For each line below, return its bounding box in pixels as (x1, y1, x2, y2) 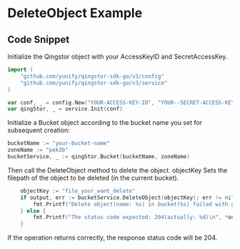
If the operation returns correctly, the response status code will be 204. (7, 233, 218, 242)
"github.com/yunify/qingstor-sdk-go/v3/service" (20, 79, 168, 86)
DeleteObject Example (7, 5, 143, 21)
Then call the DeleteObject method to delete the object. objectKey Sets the (7, 166, 228, 174)
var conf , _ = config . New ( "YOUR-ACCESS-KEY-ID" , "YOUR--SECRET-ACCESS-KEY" (7, 98, 238, 106)
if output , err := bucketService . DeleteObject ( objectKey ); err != (20, 194, 222, 201)
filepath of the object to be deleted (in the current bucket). (7, 173, 179, 182)
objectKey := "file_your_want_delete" (20, 187, 136, 194)
